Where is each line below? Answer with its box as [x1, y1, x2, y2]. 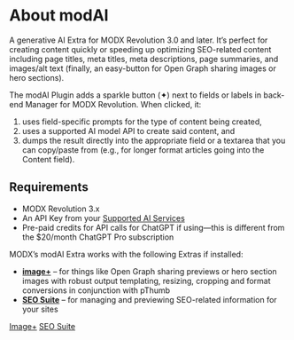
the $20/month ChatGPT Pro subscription [21, 232, 174, 242]
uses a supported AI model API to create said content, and [21, 125, 236, 136]
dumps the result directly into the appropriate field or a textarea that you [21, 135, 286, 146]
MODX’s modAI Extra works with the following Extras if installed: [9, 249, 244, 259]
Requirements [9, 179, 89, 195]
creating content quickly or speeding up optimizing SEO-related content [9, 43, 272, 54]
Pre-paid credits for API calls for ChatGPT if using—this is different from [21, 222, 285, 233]
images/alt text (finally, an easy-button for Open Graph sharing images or [9, 63, 276, 74]
